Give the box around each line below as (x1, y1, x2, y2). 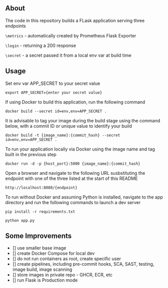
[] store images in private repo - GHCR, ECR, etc (12, 272, 113, 278)
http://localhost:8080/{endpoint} (5, 185, 78, 190)
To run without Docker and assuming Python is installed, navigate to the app (5, 194, 163, 200)
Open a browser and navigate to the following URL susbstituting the (5, 170, 145, 176)
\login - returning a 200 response (5, 42, 76, 49)
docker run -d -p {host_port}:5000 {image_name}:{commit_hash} (5, 161, 141, 166)
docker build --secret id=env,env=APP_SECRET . (5, 109, 107, 114)
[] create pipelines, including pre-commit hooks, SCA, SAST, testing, (12, 261, 154, 267)
